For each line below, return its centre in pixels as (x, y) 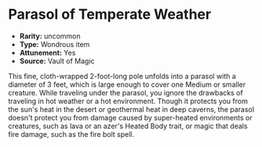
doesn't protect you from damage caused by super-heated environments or (130, 117)
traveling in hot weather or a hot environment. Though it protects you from (128, 101)
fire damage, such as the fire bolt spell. (71, 134)
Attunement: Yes (47, 52)
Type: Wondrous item (55, 44)
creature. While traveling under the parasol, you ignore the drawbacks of (126, 92)
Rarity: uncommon (50, 36)
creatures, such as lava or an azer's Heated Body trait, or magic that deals (128, 126)
